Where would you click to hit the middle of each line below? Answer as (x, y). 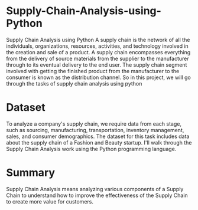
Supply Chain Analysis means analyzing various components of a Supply (95, 189)
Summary (30, 173)
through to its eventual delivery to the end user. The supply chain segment (97, 65)
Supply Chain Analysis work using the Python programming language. (91, 149)
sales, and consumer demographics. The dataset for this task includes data (98, 136)
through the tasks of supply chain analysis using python (74, 83)
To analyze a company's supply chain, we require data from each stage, (94, 124)
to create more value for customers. (50, 201)
